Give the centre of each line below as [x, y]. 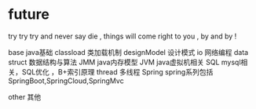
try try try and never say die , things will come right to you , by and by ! [123, 36]
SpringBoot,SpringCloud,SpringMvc [66, 81]
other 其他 [25, 96]
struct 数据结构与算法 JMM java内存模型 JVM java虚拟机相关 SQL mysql [124, 62]
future [29, 15]
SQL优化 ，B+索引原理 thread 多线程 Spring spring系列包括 [117, 71]
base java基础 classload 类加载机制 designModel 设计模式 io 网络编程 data [128, 52]
